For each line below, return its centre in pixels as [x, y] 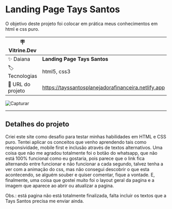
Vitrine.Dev [23, 50]
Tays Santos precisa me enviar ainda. [45, 201]
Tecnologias [23, 76]
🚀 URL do [19, 84]
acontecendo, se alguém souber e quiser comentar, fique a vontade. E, [80, 175]
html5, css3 [56, 72]
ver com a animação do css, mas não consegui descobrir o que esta [77, 169]
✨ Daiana [19, 59]
